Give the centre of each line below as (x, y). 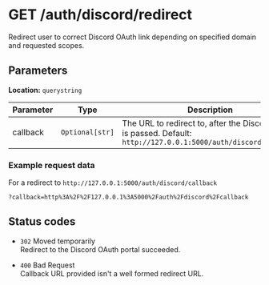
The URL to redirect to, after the (182, 123)
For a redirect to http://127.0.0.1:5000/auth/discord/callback (113, 183)
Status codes (42, 222)
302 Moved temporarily (58, 241)
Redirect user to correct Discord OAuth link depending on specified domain (132, 37)
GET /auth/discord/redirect (100, 15)
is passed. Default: (157, 133)
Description (211, 110)
